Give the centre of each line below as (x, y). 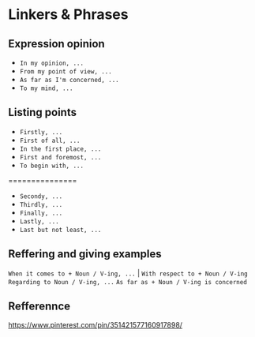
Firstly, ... (41, 132)
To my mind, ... (46, 88)
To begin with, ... (52, 166)
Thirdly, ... (41, 204)
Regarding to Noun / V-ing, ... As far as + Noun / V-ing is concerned (127, 282)
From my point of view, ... (66, 72)
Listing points (43, 112)
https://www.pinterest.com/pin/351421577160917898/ (96, 325)
